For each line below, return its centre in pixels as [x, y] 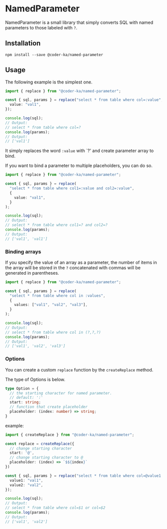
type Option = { [22, 388]
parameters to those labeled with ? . [41, 27]
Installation [23, 43]
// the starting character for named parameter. [61, 393]
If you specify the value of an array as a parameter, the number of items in [81, 262]
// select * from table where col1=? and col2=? [56, 225]
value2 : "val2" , [26, 485]
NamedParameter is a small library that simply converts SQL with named [79, 22]
